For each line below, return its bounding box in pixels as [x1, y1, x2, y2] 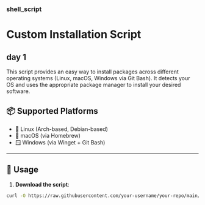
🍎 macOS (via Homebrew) [15, 132, 81, 139]
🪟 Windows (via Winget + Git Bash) [15, 138, 106, 146]
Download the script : [15, 181, 70, 188]
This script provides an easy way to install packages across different [6, 68, 179, 75]
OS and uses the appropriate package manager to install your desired [6, 81, 181, 88]
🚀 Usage [6, 165, 38, 175]
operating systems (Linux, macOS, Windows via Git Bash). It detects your [6, 74, 190, 81]
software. [6, 88, 31, 95]
